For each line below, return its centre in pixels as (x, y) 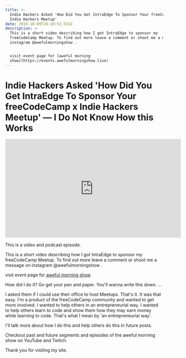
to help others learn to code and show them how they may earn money (78, 310)
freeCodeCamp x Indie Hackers (72, 107)
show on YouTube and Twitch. (36, 340)
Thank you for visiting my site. (36, 350)
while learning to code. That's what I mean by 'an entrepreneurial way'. (78, 316)
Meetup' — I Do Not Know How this (79, 117)
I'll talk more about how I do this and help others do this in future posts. (79, 325)
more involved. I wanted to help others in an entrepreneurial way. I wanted (82, 305)
